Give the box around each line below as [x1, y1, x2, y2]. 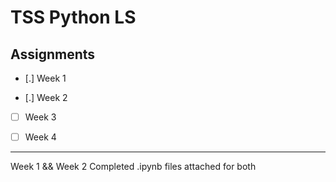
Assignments [10, 46, 96, 63]
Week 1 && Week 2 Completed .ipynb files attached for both [10, 161, 257, 173]
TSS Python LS [10, 6, 137, 29]
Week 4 [24, 131, 57, 143]
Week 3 [24, 111, 57, 123]
